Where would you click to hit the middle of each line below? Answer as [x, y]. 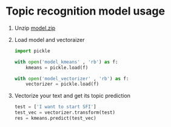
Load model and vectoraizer [50, 39]
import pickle [32, 51]
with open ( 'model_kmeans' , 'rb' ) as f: [66, 62]
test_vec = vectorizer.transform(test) [65, 113]
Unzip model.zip [35, 28]
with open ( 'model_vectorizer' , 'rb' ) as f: [72, 78]
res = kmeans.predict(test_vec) [55, 118]
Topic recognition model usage [85, 11]
